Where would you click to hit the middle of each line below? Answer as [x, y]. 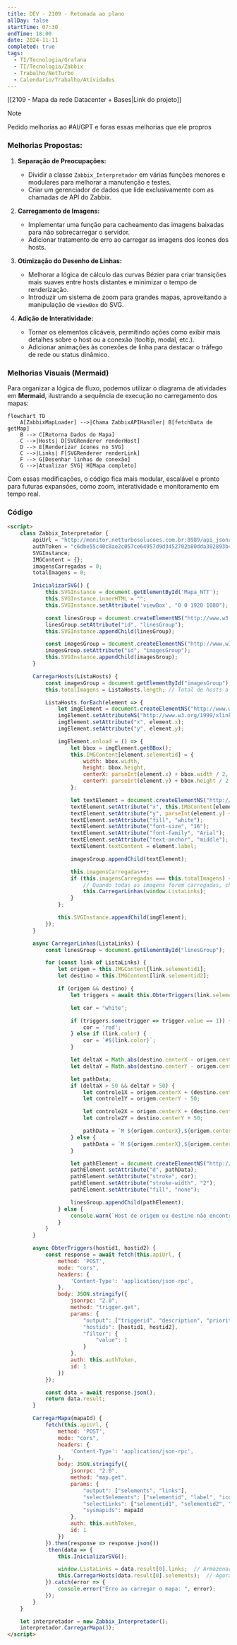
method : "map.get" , [99, 1478]
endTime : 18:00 [30, 34]
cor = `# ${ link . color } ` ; [120, 1040]
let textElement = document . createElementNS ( [138, 800]
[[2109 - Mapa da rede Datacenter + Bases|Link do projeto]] [95, 100]
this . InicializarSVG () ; [93, 1557]
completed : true [31, 47]
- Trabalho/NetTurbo [44, 73]
